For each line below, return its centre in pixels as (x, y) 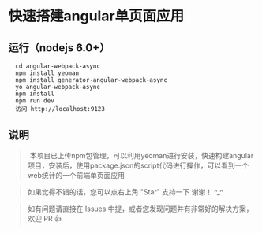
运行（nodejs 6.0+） (59, 48)
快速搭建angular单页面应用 (96, 16)
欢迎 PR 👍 (44, 218)
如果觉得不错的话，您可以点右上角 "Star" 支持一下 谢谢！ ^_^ (125, 192)
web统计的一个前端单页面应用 (76, 175)
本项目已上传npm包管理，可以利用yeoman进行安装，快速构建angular (142, 155)
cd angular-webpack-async (58, 66)
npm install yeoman (47, 73)
